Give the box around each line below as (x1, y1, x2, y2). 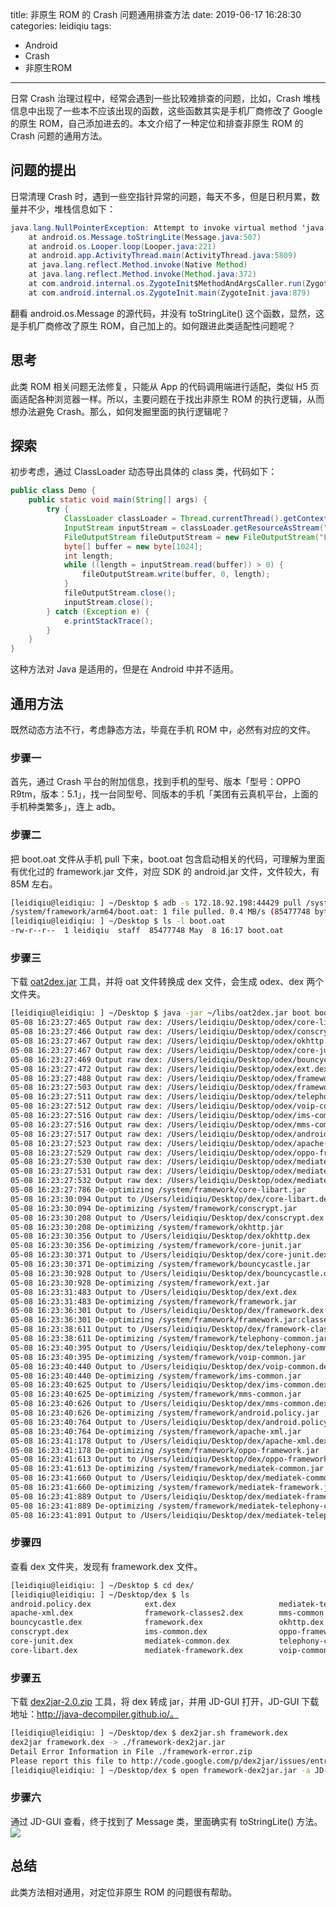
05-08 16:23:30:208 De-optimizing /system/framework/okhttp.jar (10, 1222, 284, 1232)
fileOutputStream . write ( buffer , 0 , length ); (81, 569, 271, 580)
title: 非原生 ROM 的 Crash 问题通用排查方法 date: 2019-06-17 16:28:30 (10, 9, 302, 20)
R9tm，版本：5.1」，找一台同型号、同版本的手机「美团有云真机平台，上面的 (10, 788, 319, 800)
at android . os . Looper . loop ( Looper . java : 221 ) (28, 241, 217, 252)
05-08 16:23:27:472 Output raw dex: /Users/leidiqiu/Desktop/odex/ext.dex (10, 1064, 329, 1074)
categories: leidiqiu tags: (10, 20, 112, 32)
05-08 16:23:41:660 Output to (10, 1473, 137, 1483)
